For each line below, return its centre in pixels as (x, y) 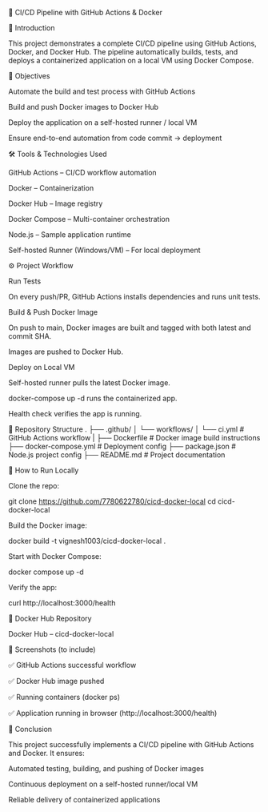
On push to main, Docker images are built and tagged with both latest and (130, 328)
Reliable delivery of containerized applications (84, 800)
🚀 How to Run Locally (44, 470)
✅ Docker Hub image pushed (56, 681)
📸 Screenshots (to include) (52, 649)
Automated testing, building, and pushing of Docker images (106, 768)
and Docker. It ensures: (47, 753)
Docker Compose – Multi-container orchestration (89, 219)
